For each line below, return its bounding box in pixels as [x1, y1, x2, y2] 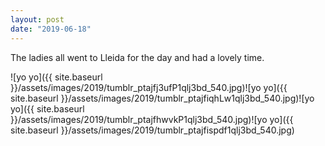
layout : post [10, 14, 65, 25]
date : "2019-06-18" [10, 24, 92, 34]
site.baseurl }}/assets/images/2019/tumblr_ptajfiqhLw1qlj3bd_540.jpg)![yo [10, 92, 315, 104]
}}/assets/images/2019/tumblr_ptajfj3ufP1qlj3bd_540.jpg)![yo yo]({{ [10, 81, 288, 93]
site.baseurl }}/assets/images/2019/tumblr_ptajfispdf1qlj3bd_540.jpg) [10, 124, 295, 136]
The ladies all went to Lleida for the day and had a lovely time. [10, 51, 265, 63]
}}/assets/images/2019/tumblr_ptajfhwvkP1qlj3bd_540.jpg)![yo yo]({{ [10, 113, 294, 125]
